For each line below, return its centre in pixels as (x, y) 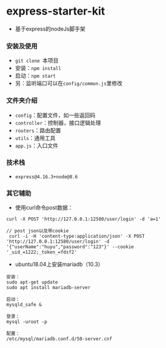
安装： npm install (38, 68)
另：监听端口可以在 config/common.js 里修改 (69, 83)
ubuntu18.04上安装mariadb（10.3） (59, 264)
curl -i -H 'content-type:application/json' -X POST (77, 236)
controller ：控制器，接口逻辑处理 (58, 122)
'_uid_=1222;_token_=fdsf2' (42, 252)
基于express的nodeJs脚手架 (50, 29)
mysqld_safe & (24, 305)
